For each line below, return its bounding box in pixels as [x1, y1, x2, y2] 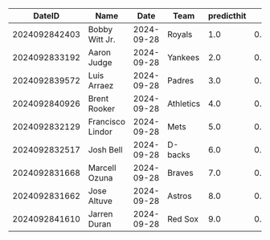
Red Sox [167, 214, 199, 224]
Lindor [88, 126, 112, 137]
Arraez [88, 80, 114, 91]
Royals [167, 29, 193, 39]
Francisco [88, 116, 126, 127]
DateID [33, 10, 60, 21]
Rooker [88, 104, 115, 114]
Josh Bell [88, 144, 123, 155]
